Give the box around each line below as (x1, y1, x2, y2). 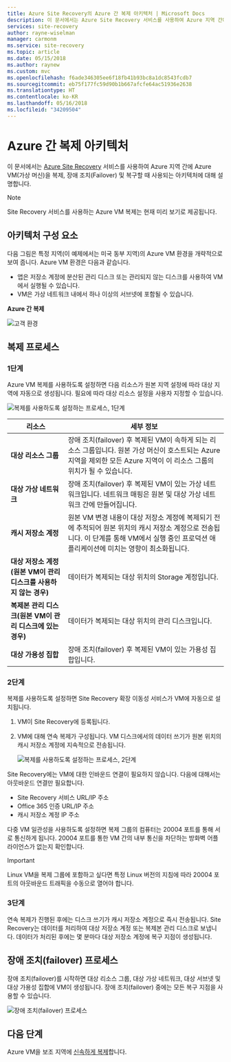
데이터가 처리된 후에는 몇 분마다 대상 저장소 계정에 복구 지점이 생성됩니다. (16, 932, 212, 941)
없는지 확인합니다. (36, 843, 85, 851)
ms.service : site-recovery (7, 42, 85, 49)
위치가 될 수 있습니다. (67, 466, 133, 476)
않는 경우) (19, 588, 49, 597)
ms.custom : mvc (7, 68, 51, 74)
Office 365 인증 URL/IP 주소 (16, 802, 94, 810)
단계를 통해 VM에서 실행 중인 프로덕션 (92, 534, 208, 543)
